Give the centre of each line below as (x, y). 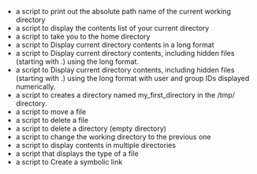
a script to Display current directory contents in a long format (115, 45)
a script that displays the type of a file (77, 154)
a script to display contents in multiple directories (95, 145)
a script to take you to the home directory (83, 36)
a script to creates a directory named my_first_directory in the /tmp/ (125, 95)
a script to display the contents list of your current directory (112, 28)
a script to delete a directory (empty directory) (91, 128)
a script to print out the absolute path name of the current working (123, 11)
